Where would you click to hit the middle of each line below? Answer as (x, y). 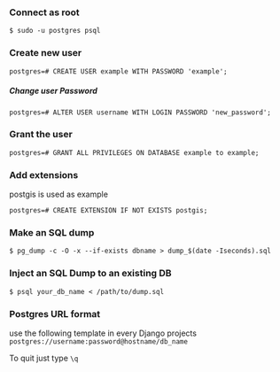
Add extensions (44, 174)
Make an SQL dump (52, 233)
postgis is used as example (59, 194)
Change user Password (53, 91)
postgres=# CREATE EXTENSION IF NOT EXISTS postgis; (109, 211)
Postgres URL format (55, 314)
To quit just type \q (44, 358)
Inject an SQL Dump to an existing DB (90, 274)
